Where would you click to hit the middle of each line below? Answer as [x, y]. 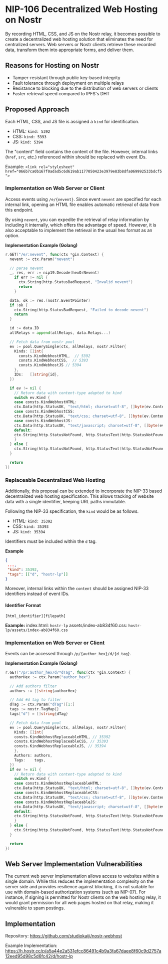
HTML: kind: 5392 [31, 131]
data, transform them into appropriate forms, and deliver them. [69, 50]
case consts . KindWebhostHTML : [46, 402]
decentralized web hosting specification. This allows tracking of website [79, 496]
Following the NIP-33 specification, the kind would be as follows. [72, 511]
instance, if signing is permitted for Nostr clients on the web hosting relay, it [83, 897]
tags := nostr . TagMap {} [34, 709]
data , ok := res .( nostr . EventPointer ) [50, 300]
